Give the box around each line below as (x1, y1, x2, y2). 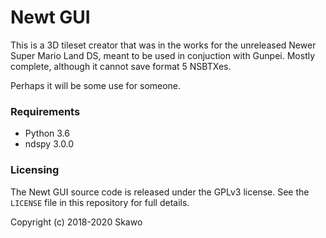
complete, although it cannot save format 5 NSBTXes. (10, 60, 232, 72)
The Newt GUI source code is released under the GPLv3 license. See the (10, 186, 310, 198)
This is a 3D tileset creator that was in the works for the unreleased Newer (10, 39, 317, 51)
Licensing (10, 163, 60, 177)
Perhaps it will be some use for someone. (10, 79, 182, 91)
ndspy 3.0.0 (24, 138, 75, 150)
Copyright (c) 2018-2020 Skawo (10, 216, 143, 228)
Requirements (10, 104, 81, 118)
